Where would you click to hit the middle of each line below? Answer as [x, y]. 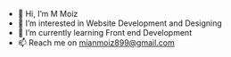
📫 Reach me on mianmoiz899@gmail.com [96, 43]
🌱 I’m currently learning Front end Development [105, 33]
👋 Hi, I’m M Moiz [48, 14]
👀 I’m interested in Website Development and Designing [120, 23]
